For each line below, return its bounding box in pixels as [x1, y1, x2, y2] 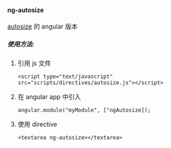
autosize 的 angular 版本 [7, 22, 78, 31]
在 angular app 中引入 [17, 93, 81, 101]
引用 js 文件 [17, 59, 52, 67]
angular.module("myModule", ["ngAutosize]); [17, 107, 151, 114]
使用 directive [17, 120, 58, 129]
